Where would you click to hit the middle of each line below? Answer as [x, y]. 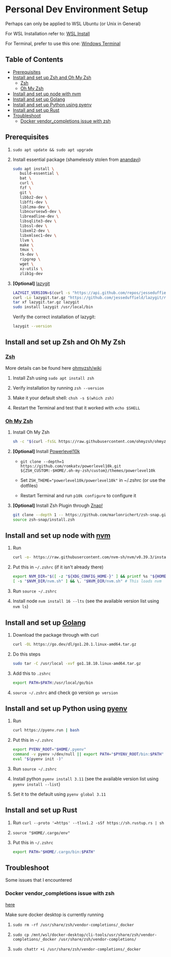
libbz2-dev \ [33, 197]
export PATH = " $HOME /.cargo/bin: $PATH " [54, 852]
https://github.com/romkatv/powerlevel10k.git [71, 466]
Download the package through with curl [55, 635]
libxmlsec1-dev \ [38, 235]
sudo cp [21, 935]
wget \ [27, 264]
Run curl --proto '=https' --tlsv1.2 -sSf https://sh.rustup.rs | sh [88, 822]
